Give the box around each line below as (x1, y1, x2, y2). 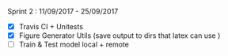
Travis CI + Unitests (18, 22, 84, 31)
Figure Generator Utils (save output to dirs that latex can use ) (18, 31, 221, 40)
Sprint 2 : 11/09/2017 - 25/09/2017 (7, 7, 119, 16)
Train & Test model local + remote (18, 39, 130, 50)
